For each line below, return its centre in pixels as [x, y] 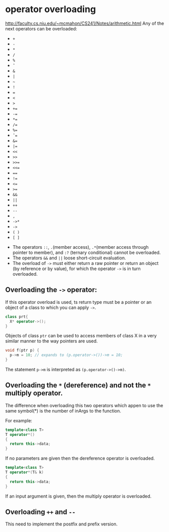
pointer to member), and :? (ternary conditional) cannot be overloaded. [87, 252]
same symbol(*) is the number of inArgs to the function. [63, 411]
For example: [19, 420]
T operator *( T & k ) [24, 472]
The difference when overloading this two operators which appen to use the [84, 405]
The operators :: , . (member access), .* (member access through [80, 247]
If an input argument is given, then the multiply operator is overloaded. [78, 496]
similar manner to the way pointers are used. [51, 341]
